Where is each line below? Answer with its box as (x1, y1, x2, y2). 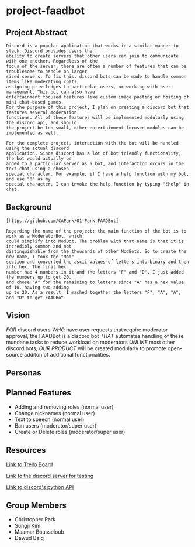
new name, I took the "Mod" (6, 254, 75, 259)
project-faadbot (6, 4, 85, 18)
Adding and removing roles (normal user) (14, 403, 114, 411)
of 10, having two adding (6, 284, 69, 290)
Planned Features (6, 388, 72, 398)
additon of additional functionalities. (24, 351, 110, 358)
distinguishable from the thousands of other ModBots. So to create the (6, 248, 187, 254)
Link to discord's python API (6, 483, 74, 490)
